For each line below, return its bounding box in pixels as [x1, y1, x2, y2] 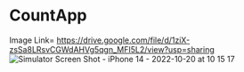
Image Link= [9, 35, 55, 45]
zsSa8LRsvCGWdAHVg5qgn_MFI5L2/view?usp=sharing [9, 44, 216, 54]
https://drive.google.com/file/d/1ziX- [56, 35, 191, 45]
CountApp [9, 5, 87, 26]
